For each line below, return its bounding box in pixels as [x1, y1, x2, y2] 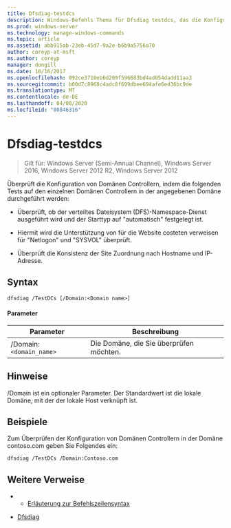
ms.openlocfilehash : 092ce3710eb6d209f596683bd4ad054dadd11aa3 [7, 74, 192, 81]
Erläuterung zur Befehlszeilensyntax [27, 500, 131, 508]
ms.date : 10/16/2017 [7, 68, 67, 75]
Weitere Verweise [7, 473, 85, 485]
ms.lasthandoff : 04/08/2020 [7, 100, 88, 107]
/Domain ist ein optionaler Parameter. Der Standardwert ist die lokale [7, 389, 201, 397]
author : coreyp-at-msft [7, 49, 76, 56]
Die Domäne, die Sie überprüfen [90, 338, 194, 348]
